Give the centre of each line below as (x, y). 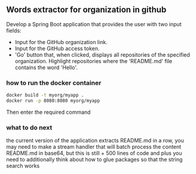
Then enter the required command (48, 112)
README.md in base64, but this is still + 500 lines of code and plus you (94, 153)
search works (23, 166)
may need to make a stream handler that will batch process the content (94, 147)
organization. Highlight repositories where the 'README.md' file (94, 61)
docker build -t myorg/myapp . (45, 95)
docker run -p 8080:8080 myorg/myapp (53, 101)
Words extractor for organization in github (86, 10)
